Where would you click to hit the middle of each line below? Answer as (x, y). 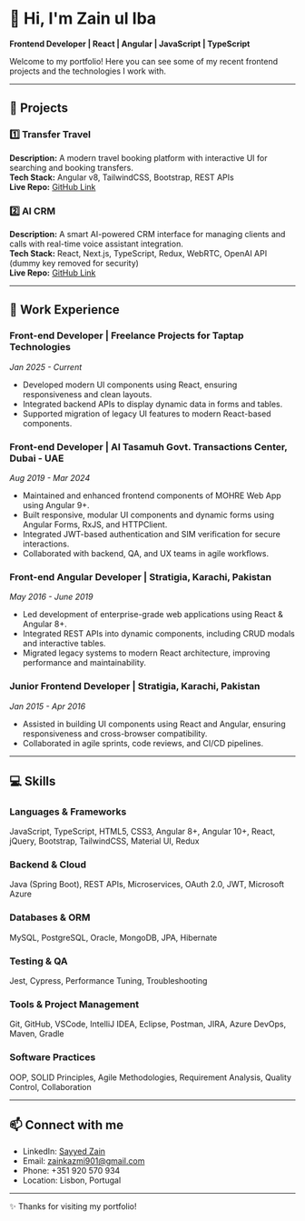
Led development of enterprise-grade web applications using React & (152, 615)
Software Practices (53, 1057)
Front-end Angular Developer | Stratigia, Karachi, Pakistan (141, 576)
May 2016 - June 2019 (51, 597)
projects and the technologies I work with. (88, 71)
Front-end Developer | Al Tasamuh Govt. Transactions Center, (148, 446)
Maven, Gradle (37, 1034)
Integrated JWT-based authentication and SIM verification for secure (152, 534)
